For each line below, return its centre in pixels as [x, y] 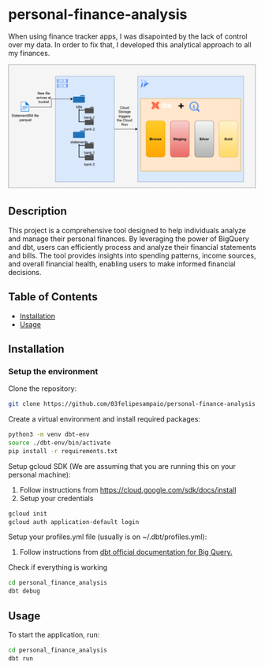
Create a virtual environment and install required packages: [105, 419]
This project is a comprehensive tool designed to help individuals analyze [127, 230]
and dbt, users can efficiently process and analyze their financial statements [132, 247]
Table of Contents [53, 297]
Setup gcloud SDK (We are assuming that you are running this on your [122, 466]
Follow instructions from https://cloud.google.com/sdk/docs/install [128, 489]
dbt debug [24, 591]
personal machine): [39, 474]
